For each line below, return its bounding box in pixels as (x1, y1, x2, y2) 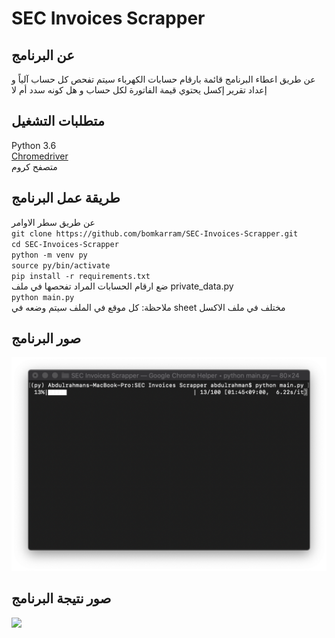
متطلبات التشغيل (11, 113, 105, 130)
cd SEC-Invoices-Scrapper (11, 239, 119, 249)
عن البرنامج (11, 47, 75, 64)
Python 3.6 (11, 139, 57, 151)
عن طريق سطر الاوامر (11, 216, 96, 228)
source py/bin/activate (11, 260, 111, 271)
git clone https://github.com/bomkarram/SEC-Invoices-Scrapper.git (11, 228, 299, 239)
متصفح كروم (11, 160, 58, 172)
